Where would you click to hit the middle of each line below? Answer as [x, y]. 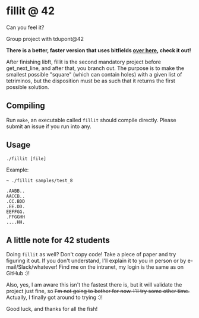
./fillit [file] [26, 158]
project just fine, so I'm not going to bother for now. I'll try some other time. [98, 291]
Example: [18, 170]
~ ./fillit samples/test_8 [40, 180]
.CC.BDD [16, 201]
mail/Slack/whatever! [32, 267]
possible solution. [28, 87]
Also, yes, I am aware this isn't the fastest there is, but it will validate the [94, 285]
